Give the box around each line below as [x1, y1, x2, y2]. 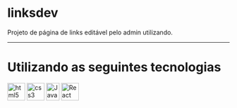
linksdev [7, 5, 59, 21]
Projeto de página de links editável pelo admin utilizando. [7, 28, 173, 36]
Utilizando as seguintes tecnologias [7, 60, 221, 75]
